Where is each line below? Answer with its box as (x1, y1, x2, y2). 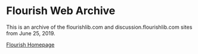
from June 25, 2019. (6, 29, 55, 36)
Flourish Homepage (6, 41, 55, 48)
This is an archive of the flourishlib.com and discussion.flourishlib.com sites (6, 23, 193, 31)
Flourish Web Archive (6, 4, 116, 18)
